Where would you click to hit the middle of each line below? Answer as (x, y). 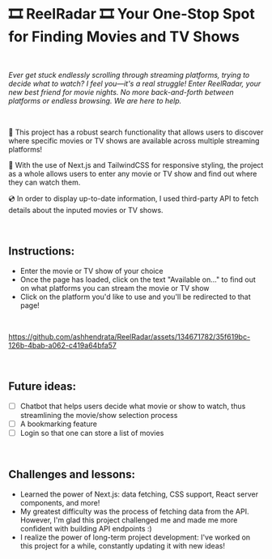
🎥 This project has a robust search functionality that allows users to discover (136, 132)
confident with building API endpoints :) (86, 528)
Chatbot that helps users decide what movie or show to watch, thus (133, 406)
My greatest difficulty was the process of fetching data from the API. (134, 511)
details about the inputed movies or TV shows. (86, 210)
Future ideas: (42, 387)
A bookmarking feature (58, 424)
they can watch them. (45, 182)
